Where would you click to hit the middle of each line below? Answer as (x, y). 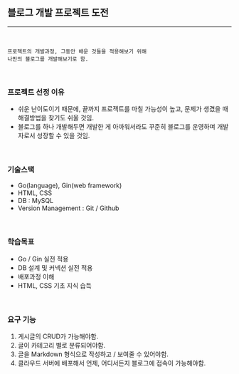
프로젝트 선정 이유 (36, 92)
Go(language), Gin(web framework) (70, 186)
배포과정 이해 (36, 276)
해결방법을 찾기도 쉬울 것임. (56, 118)
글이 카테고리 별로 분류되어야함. (61, 345)
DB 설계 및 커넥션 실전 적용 (55, 267)
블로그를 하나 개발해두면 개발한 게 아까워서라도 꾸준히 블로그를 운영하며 (116, 127)
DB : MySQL (36, 201)
